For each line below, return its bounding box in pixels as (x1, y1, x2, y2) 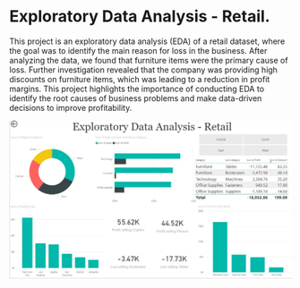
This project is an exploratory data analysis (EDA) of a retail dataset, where (9, 36, 286, 47)
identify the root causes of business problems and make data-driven (9, 92, 262, 104)
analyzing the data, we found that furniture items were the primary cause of (9, 55, 288, 65)
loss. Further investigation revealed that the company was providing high (9, 64, 278, 75)
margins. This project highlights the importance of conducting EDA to (9, 83, 265, 94)
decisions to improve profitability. (9, 102, 133, 113)
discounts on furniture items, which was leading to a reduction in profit (9, 73, 270, 84)
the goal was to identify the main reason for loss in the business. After (9, 45, 268, 55)
